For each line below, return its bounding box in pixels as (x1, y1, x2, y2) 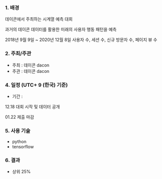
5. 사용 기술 (5, 127, 31, 134)
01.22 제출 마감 (5, 114, 35, 120)
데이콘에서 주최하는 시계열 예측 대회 (5, 16, 73, 22)
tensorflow (12, 144, 34, 150)
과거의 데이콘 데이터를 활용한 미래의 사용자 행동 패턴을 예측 (5, 27, 117, 33)
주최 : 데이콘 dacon (12, 62, 50, 68)
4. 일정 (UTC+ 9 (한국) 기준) (5, 81, 68, 88)
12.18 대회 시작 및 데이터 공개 (5, 103, 60, 110)
